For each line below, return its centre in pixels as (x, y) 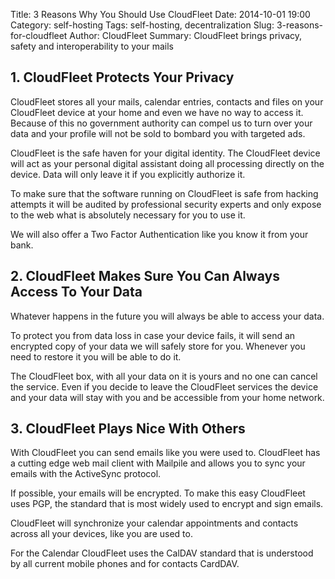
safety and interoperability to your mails (92, 46)
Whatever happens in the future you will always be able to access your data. (167, 316)
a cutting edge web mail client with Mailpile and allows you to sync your (158, 463)
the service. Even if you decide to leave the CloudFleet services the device (164, 386)
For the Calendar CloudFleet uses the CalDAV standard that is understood (162, 553)
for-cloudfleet (39, 35)
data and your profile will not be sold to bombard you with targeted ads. (158, 133)
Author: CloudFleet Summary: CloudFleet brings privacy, (186, 35)
